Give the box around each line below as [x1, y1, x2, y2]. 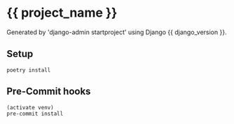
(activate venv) [6, 104, 54, 111]
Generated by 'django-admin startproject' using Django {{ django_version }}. [6, 28, 227, 36]
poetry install [6, 66, 51, 74]
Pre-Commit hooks [6, 86, 91, 98]
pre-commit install [6, 110, 64, 117]
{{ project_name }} [6, 5, 118, 21]
